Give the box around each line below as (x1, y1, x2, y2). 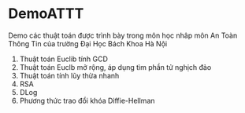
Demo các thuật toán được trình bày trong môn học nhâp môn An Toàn (8, 31, 238, 40)
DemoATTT (8, 5, 84, 23)
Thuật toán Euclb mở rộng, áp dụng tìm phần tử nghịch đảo (19, 62, 212, 71)
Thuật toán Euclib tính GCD (19, 54, 109, 64)
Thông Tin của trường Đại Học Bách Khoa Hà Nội (8, 38, 168, 48)
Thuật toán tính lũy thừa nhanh (19, 71, 120, 80)
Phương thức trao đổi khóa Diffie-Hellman (19, 96, 155, 105)
